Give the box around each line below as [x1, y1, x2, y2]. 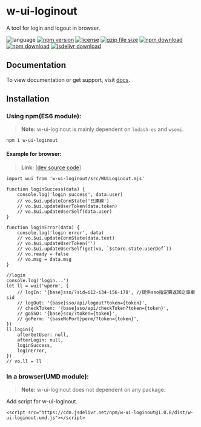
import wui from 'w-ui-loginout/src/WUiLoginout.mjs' [6, 175, 145, 181]
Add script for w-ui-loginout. [6, 397, 77, 405]
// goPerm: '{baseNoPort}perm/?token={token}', [17, 315, 139, 322]
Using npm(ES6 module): [6, 112, 82, 121]
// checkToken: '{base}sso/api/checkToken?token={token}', [17, 305, 170, 311]
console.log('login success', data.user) [17, 191, 123, 198]
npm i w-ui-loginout [6, 138, 59, 144]
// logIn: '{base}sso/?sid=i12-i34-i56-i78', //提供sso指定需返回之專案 [17, 289, 196, 295]
